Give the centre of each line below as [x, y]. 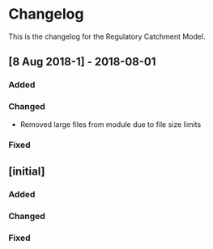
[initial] [27, 171]
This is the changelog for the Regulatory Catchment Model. [107, 36]
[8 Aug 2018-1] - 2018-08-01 [82, 62]
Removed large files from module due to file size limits [111, 124]
